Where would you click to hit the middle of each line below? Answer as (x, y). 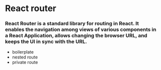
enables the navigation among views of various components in (81, 29)
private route (25, 62)
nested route (25, 57)
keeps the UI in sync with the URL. (46, 42)
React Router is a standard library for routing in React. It (72, 24)
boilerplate (23, 52)
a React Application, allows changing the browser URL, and (76, 36)
